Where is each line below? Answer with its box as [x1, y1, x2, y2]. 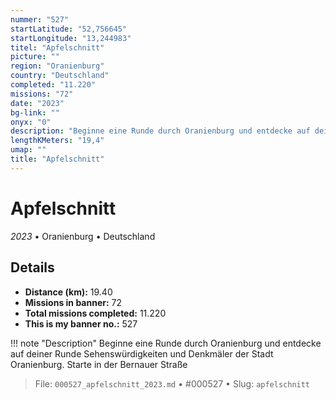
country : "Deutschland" [10, 71, 110, 81]
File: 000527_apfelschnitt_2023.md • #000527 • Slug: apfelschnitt [34, 377, 311, 390]
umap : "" [10, 145, 47, 155]
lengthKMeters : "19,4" [10, 136, 105, 146]
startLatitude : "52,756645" [10, 24, 128, 34]
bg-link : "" [10, 107, 60, 118]
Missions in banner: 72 [24, 296, 123, 308]
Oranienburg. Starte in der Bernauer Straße [10, 358, 188, 370]
